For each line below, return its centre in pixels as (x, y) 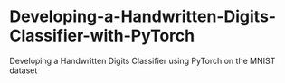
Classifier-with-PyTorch (102, 36)
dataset (24, 70)
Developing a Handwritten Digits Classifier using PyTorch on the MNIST (142, 60)
